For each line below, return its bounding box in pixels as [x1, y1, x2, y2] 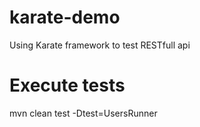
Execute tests [9, 74, 126, 97]
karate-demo [9, 6, 121, 29]
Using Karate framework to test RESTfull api [9, 39, 191, 51]
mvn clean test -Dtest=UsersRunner [9, 107, 158, 119]
